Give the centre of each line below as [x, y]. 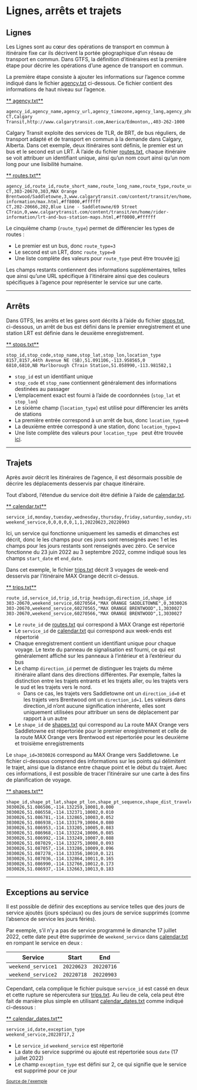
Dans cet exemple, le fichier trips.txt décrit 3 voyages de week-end [87, 569]
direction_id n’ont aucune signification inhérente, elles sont [94, 705]
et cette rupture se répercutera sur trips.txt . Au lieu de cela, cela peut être [95, 995]
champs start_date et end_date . [45, 558]
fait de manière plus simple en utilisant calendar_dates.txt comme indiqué [95, 1001]
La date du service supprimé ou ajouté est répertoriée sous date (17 [96, 1052]
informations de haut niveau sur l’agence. [56, 89]
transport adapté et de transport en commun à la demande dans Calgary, [94, 139]
